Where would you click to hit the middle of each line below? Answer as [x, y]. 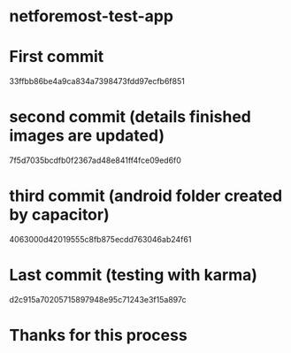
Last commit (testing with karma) [134, 275]
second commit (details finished [130, 117]
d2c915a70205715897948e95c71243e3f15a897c [98, 299]
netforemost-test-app [92, 16]
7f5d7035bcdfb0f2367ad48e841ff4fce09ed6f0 [95, 160]
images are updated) [87, 136]
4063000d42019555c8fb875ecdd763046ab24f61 [100, 239]
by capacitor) [59, 215]
